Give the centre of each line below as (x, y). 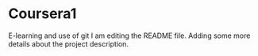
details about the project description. (69, 43)
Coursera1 (42, 14)
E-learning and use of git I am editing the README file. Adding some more (129, 35)
